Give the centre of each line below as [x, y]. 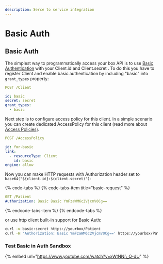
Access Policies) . [22, 129]
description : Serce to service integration [50, 9]
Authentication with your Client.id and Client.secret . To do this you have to [80, 68]
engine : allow [19, 165]
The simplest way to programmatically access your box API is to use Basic [79, 63]
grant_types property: [27, 79]
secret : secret [20, 101]
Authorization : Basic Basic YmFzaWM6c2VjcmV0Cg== [56, 201]
